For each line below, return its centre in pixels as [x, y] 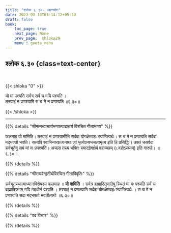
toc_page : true [31, 29]
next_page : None [32, 34]
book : [11, 24]
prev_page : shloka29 [37, 39]
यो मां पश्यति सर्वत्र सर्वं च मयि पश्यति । [36, 96]
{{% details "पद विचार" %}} [32, 215]
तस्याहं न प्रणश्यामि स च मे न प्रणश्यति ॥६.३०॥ [43, 101]
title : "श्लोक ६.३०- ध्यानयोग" [33, 10]
